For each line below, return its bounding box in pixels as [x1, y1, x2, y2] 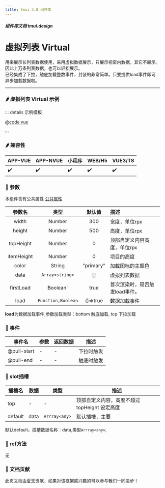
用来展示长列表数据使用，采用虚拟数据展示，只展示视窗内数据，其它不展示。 [5, 59, 160, 65]
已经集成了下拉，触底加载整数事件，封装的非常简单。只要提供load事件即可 [5, 72, 156, 78]
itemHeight [7, 253, 33, 260]
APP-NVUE [35, 157, 63, 164]
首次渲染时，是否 [110, 281, 150, 288]
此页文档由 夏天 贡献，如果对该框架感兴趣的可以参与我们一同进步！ [5, 478, 138, 484]
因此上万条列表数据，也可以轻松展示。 [5, 65, 82, 71]
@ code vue [5, 119, 28, 125]
